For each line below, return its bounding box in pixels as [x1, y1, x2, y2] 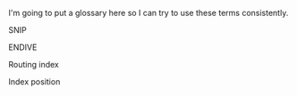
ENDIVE [8, 42, 38, 52]
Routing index [8, 60, 59, 69]
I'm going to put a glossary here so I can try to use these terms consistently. [8, 8, 289, 18]
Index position [8, 76, 61, 87]
